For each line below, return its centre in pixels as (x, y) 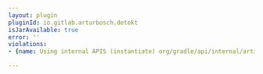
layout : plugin (33, 15)
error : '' (24, 37)
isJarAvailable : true (43, 30)
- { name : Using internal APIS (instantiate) (82, 51)
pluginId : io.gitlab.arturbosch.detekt (73, 23)
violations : (27, 44)
